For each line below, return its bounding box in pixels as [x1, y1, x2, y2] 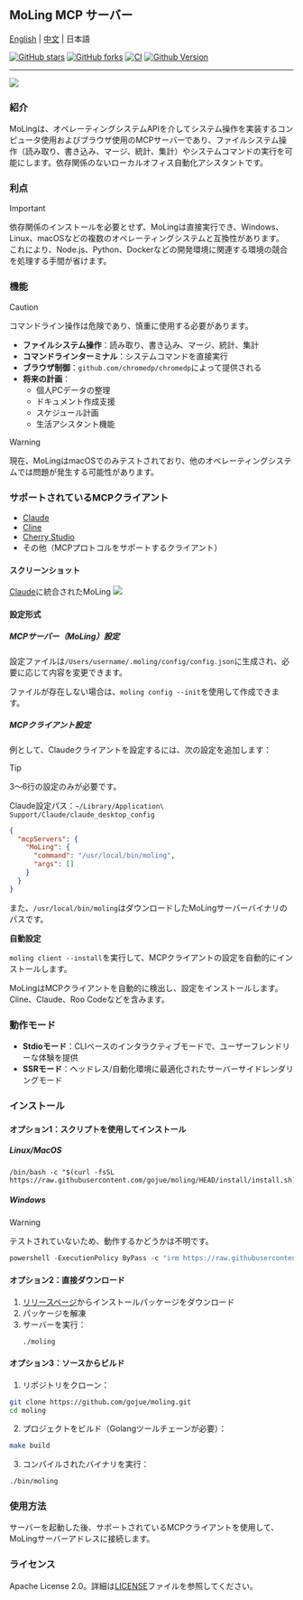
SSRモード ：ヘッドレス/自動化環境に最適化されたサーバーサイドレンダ [22, 1063, 286, 1074]
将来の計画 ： [22, 373, 70, 384]
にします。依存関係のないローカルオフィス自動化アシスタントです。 [16, 157, 269, 168]
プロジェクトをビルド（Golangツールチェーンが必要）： [22, 1423, 227, 1434]
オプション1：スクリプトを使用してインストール [9, 1123, 187, 1135]
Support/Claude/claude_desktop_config [9, 810, 155, 819]
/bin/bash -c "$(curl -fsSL [9, 1167, 115, 1176]
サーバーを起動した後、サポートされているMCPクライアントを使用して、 [9, 1522, 280, 1533]
